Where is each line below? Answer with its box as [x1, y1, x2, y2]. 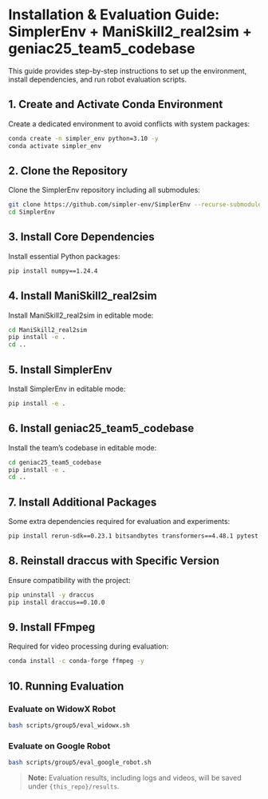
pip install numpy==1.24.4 [8, 266, 98, 275]
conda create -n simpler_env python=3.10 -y [8, 134, 159, 142]
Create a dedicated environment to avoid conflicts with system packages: [8, 118, 250, 129]
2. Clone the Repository [8, 164, 128, 178]
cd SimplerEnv [8, 208, 56, 217]
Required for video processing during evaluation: [8, 641, 169, 651]
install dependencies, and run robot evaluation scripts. [8, 74, 187, 84]
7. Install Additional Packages [8, 495, 157, 509]
